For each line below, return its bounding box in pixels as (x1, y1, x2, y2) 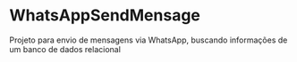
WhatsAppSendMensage (9, 5, 201, 26)
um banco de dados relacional (9, 43, 121, 54)
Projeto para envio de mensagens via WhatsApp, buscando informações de (9, 35, 288, 45)
